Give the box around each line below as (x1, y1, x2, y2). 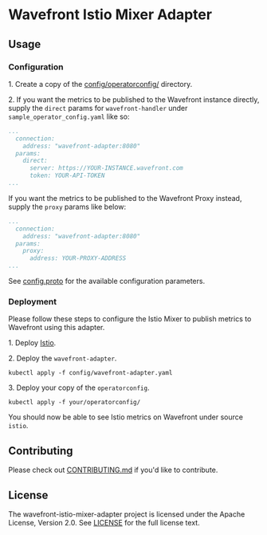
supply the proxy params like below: (8, 202, 127, 211)
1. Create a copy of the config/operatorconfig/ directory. (8, 79, 193, 89)
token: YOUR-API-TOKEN (29, 171, 105, 180)
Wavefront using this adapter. (8, 323, 105, 332)
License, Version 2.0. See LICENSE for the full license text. (8, 517, 201, 527)
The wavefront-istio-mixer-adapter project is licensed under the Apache (8, 509, 245, 519)
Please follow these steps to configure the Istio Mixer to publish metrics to (8, 314, 252, 324)
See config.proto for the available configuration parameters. (8, 277, 206, 285)
